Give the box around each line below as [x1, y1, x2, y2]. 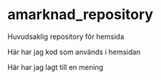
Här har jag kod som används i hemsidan [7, 47, 141, 56]
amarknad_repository [7, 6, 154, 24]
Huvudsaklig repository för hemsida [7, 32, 125, 41]
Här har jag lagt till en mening [7, 62, 104, 72]
